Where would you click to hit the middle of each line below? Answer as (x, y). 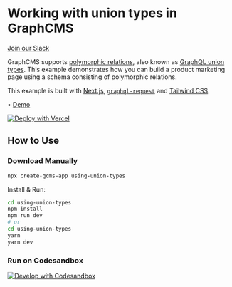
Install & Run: (27, 189)
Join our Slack (28, 48)
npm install (25, 209)
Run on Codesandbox (45, 260)
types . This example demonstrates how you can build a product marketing (116, 69)
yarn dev (20, 242)
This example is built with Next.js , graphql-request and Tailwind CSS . (109, 90)
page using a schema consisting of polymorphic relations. (93, 77)
